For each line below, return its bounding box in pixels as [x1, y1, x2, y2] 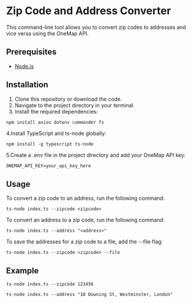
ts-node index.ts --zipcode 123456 [6, 281, 94, 287]
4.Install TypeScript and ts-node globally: [6, 130, 106, 137]
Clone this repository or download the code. [14, 95, 122, 103]
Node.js [14, 62, 34, 70]
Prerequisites [6, 47, 57, 57]
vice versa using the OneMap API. [6, 29, 89, 37]
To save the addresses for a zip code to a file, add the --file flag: [6, 238, 163, 245]
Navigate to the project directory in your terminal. [14, 101, 135, 108]
